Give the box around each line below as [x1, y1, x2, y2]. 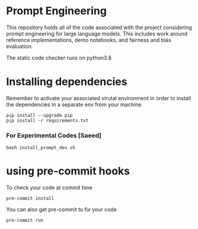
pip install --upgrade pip [6, 112, 73, 118]
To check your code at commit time [6, 184, 93, 191]
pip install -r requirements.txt [6, 117, 89, 123]
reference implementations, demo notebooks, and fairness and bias [6, 36, 172, 43]
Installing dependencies [6, 75, 127, 88]
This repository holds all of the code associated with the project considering [6, 24, 193, 31]
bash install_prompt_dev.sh [6, 145, 76, 151]
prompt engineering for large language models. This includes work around [6, 30, 188, 37]
